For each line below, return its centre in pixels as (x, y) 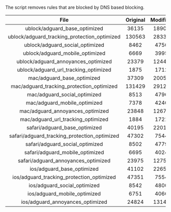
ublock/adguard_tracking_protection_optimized (64, 37)
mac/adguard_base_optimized (64, 78)
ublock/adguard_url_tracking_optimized (64, 70)
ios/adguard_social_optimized (64, 185)
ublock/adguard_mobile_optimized (64, 53)
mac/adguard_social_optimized (64, 95)
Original (135, 20)
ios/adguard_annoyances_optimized (64, 202)
